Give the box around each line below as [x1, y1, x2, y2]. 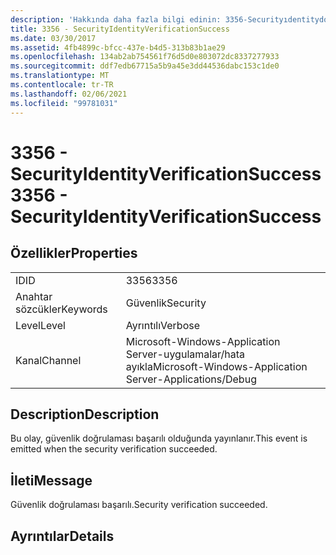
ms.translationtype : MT [10, 71, 110, 81]
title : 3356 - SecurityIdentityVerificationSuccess [10, 24, 230, 34]
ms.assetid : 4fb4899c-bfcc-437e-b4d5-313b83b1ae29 [10, 42, 226, 53]
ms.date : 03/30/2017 [10, 33, 97, 43]
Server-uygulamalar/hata [125, 347, 246, 361]
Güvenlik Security [125, 296, 207, 310]
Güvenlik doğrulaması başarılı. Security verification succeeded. [10, 499, 268, 511]
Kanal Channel [15, 353, 82, 367]
